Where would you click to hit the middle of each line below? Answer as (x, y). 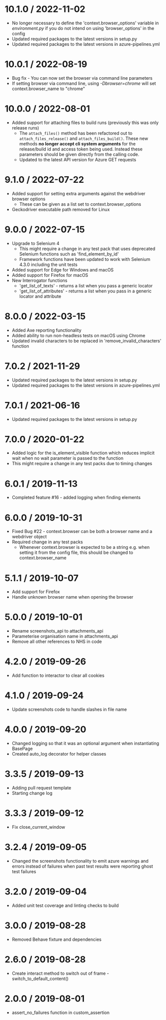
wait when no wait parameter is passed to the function (68, 458)
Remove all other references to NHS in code (57, 641)
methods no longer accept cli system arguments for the (78, 143)
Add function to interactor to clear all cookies (58, 675)
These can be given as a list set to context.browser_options (80, 204)
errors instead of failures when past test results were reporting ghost (83, 866)
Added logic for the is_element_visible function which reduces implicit (83, 453)
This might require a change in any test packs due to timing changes (82, 464)
